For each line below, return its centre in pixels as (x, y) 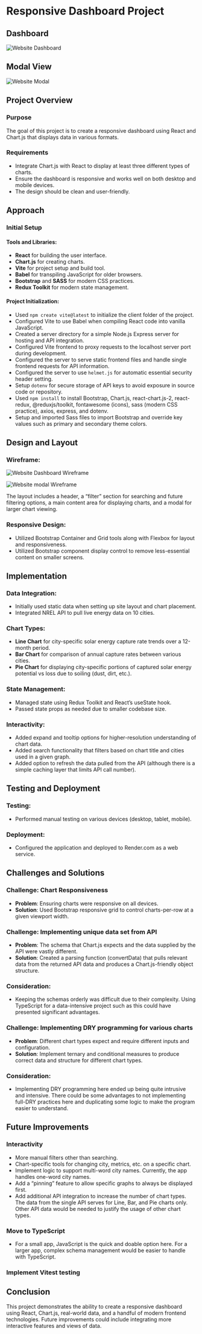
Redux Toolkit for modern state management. (72, 287)
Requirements (27, 153)
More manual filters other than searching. (66, 1157)
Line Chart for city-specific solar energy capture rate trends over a (98, 641)
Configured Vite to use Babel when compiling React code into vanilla (100, 321)
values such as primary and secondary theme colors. (81, 424)
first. (21, 1189)
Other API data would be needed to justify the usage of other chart (98, 1209)
